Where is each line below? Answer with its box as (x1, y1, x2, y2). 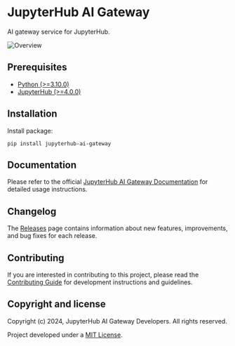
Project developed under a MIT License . (7, 331, 123, 339)
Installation (7, 108, 58, 120)
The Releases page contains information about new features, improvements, (7, 224, 228, 232)
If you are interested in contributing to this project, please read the (7, 271, 199, 279)
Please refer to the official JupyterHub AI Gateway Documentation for (7, 178, 208, 186)
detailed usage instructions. (7, 185, 88, 194)
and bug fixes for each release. (7, 232, 98, 240)
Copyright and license (7, 298, 107, 310)
